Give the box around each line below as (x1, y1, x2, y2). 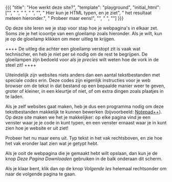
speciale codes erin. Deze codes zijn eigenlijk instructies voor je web (5, 77, 151, 83)
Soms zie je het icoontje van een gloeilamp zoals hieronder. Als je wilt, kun (5, 31, 163, 36)
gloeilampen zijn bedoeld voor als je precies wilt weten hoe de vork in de (5, 57, 159, 63)
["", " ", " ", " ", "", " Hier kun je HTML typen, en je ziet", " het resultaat (5, 10, 152, 16)
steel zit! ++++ (5, 62, 37, 68)
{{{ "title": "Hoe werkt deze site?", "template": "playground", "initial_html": (5, 5, 161, 10)
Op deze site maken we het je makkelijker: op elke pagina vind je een (5, 114, 151, 120)
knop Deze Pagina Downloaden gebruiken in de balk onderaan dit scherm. (5, 155, 163, 162)
